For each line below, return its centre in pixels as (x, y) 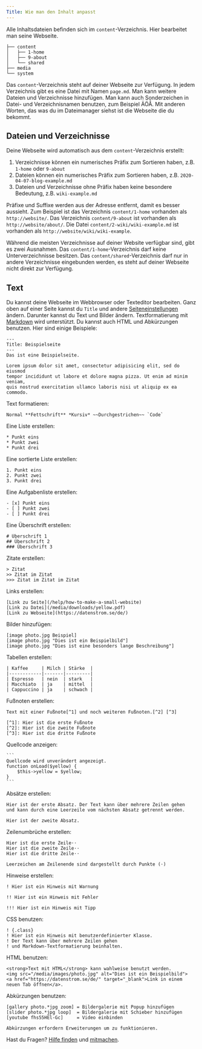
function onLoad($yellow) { (42, 767)
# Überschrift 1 (27, 536)
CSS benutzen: (25, 919)
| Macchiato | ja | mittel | (50, 685)
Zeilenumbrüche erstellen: (39, 832)
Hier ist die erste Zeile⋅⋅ (42, 843)
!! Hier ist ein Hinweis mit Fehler (52, 897)
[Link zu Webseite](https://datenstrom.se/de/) (67, 613)
